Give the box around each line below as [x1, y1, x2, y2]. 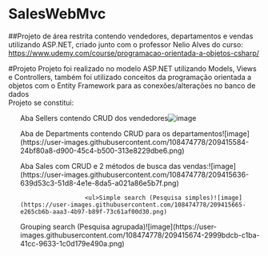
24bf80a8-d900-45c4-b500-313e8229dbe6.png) [19, 146, 186, 155]
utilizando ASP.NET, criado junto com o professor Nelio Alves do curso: [8, 39, 244, 49]
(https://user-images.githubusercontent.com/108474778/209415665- [19, 201, 246, 209]
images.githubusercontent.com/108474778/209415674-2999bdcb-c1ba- [19, 230, 260, 240]
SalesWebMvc [8, 5, 106, 23]
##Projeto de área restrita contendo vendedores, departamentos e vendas [8, 31, 254, 41]
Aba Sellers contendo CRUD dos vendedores [19, 113, 169, 122]
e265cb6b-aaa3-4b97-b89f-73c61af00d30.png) [19, 207, 168, 216]
